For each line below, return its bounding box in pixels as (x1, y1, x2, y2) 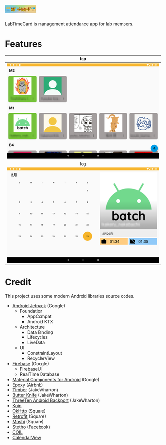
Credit (5, 277, 31, 288)
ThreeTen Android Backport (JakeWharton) (12, 397, 100, 403)
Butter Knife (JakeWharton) (12, 392, 68, 398)
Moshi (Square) (12, 419, 44, 425)
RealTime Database (19, 371, 60, 377)
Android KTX (27, 319, 53, 325)
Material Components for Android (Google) (12, 377, 100, 383)
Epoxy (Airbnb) (12, 382, 43, 388)
